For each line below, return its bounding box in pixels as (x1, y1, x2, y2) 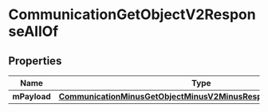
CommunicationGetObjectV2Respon (8, 6, 257, 24)
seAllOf (8, 22, 59, 41)
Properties (8, 54, 62, 68)
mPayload (12, 91, 52, 102)
